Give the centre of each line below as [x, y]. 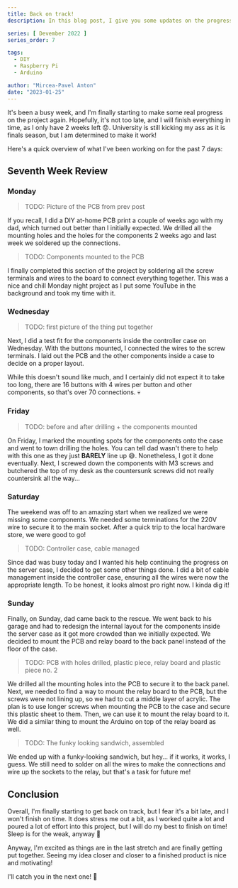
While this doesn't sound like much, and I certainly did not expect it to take [116, 377]
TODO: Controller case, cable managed [82, 548]
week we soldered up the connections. [64, 243]
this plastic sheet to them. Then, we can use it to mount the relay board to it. [118, 714]
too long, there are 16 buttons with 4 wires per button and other [100, 385]
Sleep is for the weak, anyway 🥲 [54, 834]
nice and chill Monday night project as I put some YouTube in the [102, 286]
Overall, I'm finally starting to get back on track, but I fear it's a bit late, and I [118, 811]
